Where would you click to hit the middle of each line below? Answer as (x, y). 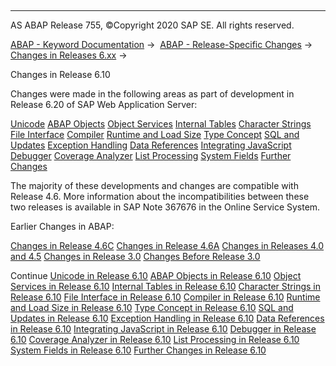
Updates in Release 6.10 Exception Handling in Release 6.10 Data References (167, 318)
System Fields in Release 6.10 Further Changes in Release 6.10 (138, 350)
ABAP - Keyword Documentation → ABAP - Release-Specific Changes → (161, 44)
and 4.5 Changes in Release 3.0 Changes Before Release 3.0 (135, 256)
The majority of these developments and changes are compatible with (154, 185)
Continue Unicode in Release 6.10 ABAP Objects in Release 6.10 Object (156, 275)
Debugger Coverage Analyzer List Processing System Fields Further (151, 155)
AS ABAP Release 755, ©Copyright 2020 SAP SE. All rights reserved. (152, 25)
